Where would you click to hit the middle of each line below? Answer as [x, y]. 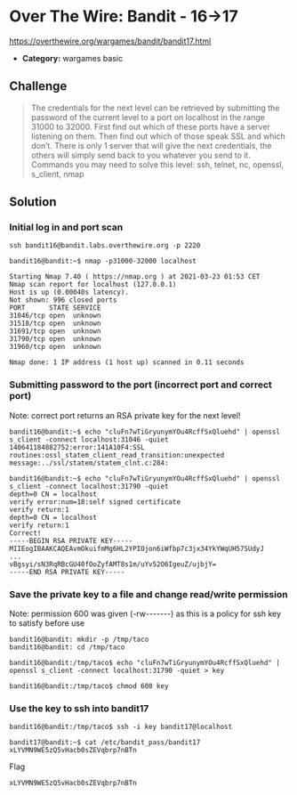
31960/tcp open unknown [55, 347]
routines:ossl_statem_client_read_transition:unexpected [117, 455]
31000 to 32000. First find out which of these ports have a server [151, 126]
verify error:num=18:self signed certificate [95, 502]
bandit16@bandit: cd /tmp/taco [67, 647]
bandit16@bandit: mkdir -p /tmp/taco [79, 640]
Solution [33, 202]
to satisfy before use [47, 623]
